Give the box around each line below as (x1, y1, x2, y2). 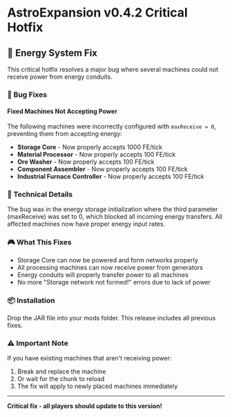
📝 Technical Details (7, 190, 73, 200)
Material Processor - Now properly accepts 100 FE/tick (17, 151, 176, 159)
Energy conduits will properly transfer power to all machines (17, 271, 188, 279)
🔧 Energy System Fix (7, 47, 98, 59)
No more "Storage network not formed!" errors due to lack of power (17, 278, 211, 286)
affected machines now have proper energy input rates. (7, 220, 166, 229)
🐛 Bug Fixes (7, 90, 47, 99)
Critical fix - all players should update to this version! (7, 402, 162, 410)
